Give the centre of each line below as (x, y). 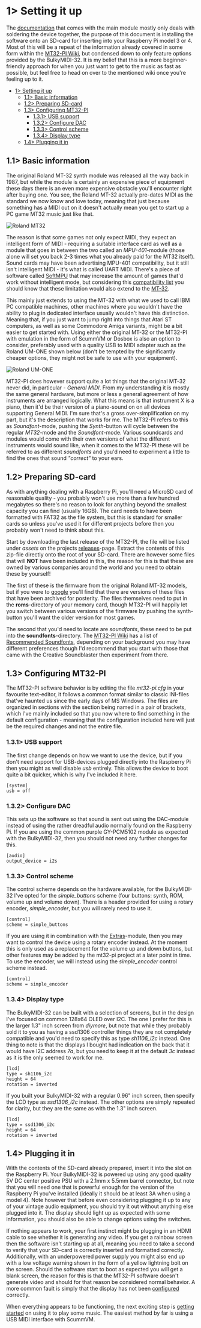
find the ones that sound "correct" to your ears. (65, 458)
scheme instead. (27, 968)
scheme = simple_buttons (37, 925)
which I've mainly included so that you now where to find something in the (98, 714)
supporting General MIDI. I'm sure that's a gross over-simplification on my (97, 413)
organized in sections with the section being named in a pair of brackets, (96, 707)
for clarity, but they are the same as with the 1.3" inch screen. (82, 1108)
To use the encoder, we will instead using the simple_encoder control (91, 961)
